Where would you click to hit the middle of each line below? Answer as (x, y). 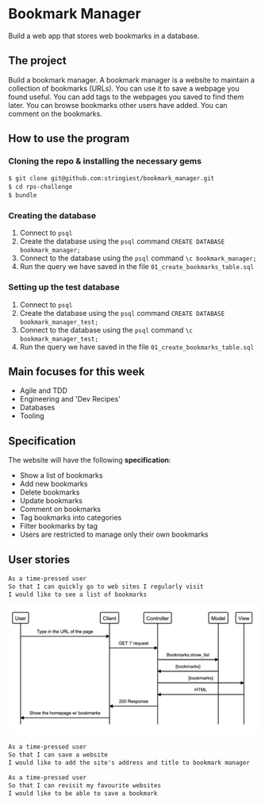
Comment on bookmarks (60, 510)
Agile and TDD (43, 390)
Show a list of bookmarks (61, 475)
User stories (39, 559)
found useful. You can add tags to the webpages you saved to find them (126, 97)
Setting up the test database (64, 287)
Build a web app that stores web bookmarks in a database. (104, 36)
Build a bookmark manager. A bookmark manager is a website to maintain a (132, 79)
